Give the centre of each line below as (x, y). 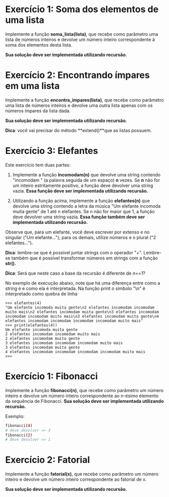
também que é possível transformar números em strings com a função (84, 258)
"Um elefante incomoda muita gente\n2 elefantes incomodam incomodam (80, 308)
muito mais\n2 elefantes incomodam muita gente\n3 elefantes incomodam (82, 312)
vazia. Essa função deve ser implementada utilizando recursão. (80, 190)
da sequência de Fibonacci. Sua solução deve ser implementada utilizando (84, 401)
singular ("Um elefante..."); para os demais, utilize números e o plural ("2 (81, 237)
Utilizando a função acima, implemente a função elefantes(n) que (81, 201)
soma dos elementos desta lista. (39, 45)
